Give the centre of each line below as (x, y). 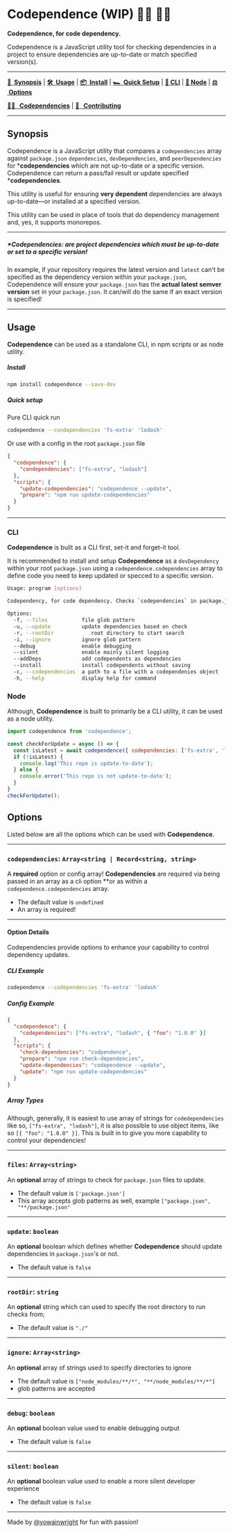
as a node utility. (31, 719)
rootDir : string (33, 1292)
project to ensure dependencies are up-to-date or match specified (102, 54)
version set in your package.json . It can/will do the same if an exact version (115, 291)
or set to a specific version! (48, 252)
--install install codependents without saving (102, 666)
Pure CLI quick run (34, 417)
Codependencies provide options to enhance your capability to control (108, 947)
